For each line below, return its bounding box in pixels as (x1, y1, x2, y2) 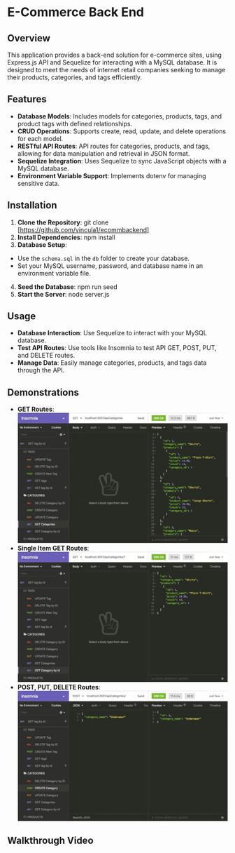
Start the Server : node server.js (17, 290, 110, 298)
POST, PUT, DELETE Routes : (17, 683, 101, 691)
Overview (7, 32, 51, 44)
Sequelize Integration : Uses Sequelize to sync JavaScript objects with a (17, 156, 227, 165)
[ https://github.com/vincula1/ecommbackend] (17, 225, 150, 234)
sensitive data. (17, 179, 60, 187)
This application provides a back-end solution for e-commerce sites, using (7, 51, 222, 59)
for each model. (17, 134, 64, 142)
